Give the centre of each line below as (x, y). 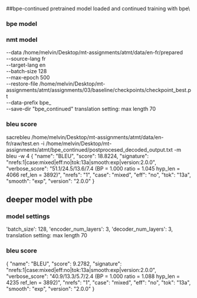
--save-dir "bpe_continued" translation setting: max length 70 (81, 109)
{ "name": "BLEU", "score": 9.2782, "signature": (64, 263)
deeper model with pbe (50, 199)
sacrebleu (18, 137)
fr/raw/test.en (23, 143)
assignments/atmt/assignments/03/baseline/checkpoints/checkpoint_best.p (99, 90)
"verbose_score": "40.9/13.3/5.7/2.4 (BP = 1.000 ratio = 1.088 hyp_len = (93, 276)
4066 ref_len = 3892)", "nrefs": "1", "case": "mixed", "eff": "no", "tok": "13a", (98, 175)
